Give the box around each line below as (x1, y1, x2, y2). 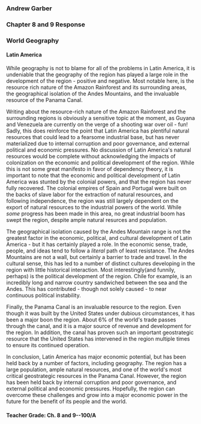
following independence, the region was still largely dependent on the (6, 197, 179, 205)
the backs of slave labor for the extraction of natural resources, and (6, 191, 173, 198)
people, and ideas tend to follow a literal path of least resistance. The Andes (6, 247, 195, 254)
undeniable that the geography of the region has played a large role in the (6, 71, 188, 78)
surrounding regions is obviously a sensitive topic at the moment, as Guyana (6, 114, 195, 121)
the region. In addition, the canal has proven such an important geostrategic (6, 329, 194, 336)
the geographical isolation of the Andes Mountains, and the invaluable (6, 90, 179, 97)
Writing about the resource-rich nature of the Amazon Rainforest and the (6, 108, 186, 115)
